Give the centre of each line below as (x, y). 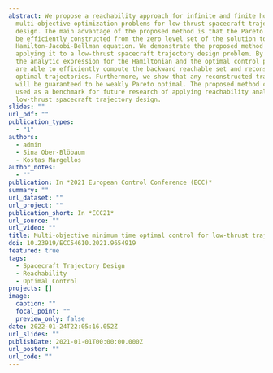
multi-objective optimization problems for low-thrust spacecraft (130, 24)
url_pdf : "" (28, 115)
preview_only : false (50, 318)
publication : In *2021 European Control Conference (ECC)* (110, 183)
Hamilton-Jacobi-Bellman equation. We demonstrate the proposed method (140, 46)
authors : (23, 137)
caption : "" (36, 304)
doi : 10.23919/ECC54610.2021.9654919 (72, 244)
